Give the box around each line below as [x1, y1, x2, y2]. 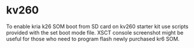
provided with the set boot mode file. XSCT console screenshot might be [6, 29, 184, 36]
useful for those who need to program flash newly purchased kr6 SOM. [6, 35, 180, 42]
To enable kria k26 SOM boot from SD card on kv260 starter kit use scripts [6, 23, 189, 30]
